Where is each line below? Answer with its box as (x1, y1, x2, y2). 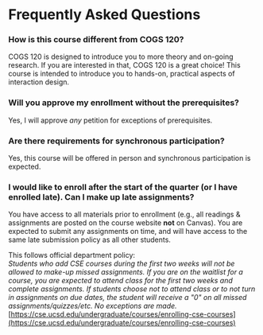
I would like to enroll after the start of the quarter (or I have (8, 181, 238, 193)
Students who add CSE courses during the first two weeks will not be (8, 259, 235, 268)
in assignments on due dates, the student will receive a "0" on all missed (8, 293, 247, 302)
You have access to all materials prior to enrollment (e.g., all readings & (8, 209, 241, 220)
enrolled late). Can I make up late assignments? (8, 192, 195, 202)
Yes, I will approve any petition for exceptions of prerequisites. (8, 115, 213, 125)
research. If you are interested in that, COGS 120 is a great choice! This (8, 60, 241, 70)
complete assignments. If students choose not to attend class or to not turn (8, 284, 256, 294)
